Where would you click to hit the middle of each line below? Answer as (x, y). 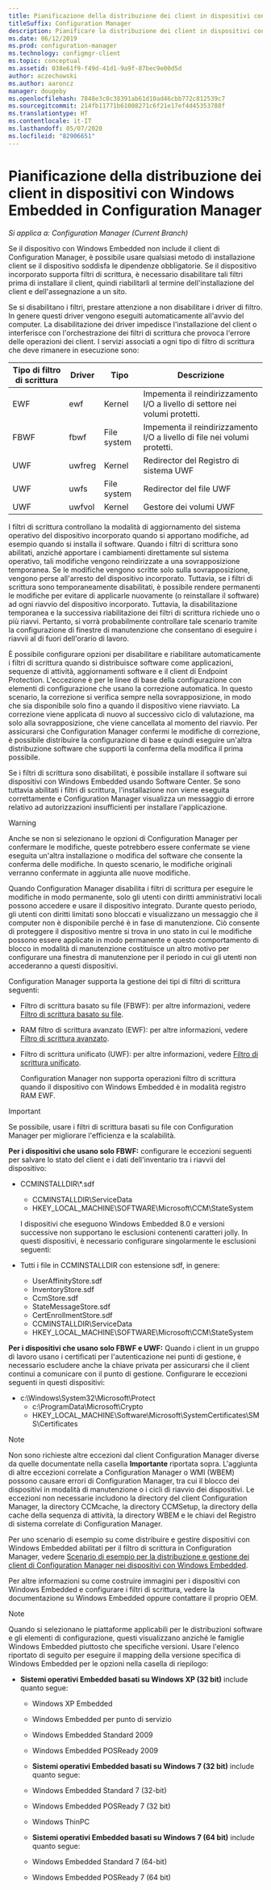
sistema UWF (169, 470)
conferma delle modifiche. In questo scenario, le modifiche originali (120, 864)
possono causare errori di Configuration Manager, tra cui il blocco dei (124, 1480)
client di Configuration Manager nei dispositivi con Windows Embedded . (128, 1565)
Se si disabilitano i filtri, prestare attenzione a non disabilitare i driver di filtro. (135, 307)
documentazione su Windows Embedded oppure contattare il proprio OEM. (133, 1597)
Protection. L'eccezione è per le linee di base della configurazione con (125, 680)
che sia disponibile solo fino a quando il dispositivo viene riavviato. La (124, 705)
